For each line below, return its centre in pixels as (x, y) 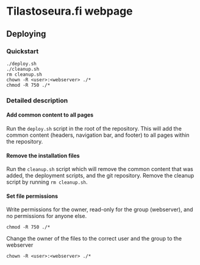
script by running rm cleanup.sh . (47, 182)
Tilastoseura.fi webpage (70, 11)
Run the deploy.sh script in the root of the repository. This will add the (94, 129)
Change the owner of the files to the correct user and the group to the (94, 239)
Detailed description (37, 100)
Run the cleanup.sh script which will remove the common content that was (100, 169)
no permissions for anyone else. (47, 216)
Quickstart (23, 51)
